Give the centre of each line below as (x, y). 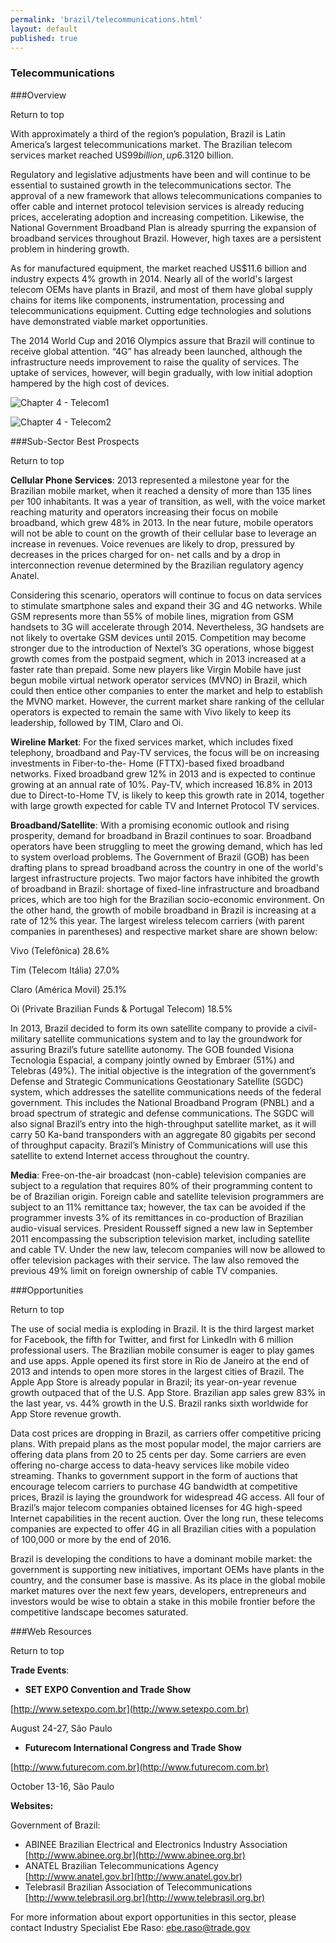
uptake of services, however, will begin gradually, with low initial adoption (161, 372)
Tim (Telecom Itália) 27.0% (65, 970)
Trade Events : (40, 1670)
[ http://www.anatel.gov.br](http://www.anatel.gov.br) (133, 1876)
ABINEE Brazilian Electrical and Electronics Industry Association (156, 1844)
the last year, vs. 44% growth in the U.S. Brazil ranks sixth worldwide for (159, 1403)
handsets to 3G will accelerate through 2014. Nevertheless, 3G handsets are (167, 627)
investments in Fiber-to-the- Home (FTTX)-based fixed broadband (147, 763)
